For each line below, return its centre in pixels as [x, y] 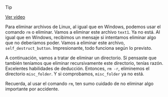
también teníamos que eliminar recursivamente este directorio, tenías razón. [84, 63]
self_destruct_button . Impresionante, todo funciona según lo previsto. [79, 48]
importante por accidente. [32, 89]
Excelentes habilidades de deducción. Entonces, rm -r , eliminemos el [77, 68]
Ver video [15, 17]
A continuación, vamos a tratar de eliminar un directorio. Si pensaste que [81, 58]
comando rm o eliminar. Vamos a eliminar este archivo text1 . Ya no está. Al [83, 32]
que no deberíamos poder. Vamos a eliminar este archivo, [65, 43]
